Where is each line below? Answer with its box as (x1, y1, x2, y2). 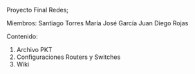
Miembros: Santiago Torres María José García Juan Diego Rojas (6, 19, 189, 27)
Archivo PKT (16, 46, 53, 53)
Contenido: (6, 32, 39, 40)
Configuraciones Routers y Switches (16, 53, 121, 61)
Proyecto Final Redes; (6, 6, 69, 14)
